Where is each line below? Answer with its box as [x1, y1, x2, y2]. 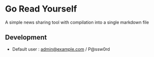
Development [5, 33, 47, 42]
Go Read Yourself [5, 3, 77, 14]
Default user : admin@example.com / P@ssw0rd [12, 46, 110, 52]
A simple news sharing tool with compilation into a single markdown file [5, 19, 149, 25]
